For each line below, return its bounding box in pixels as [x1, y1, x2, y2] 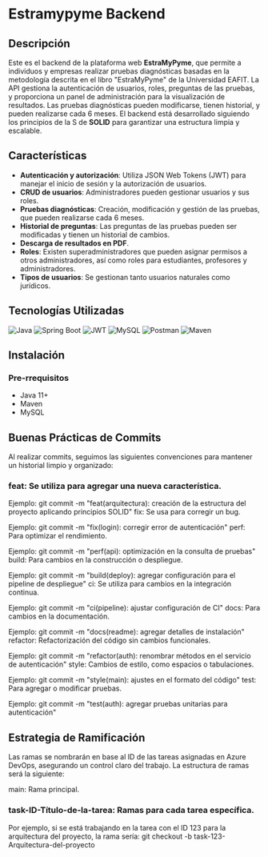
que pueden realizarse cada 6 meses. [19, 213, 145, 222]
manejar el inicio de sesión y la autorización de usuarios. [19, 178, 207, 188]
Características [8, 149, 87, 162]
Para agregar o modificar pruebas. [8, 683, 122, 693]
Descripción [8, 37, 70, 50]
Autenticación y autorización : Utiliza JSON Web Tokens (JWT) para [19, 170, 246, 180]
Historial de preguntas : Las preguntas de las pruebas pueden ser [19, 221, 238, 230]
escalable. [8, 126, 42, 135]
